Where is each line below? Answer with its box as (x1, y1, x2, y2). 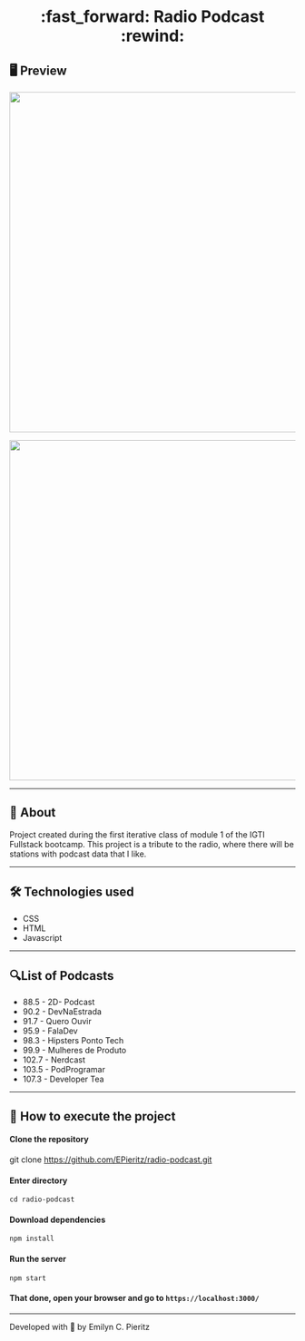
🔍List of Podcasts (9, 968, 114, 984)
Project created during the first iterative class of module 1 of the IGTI (9, 828, 265, 840)
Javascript (22, 932, 63, 943)
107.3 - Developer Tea (22, 1073, 104, 1085)
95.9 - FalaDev (22, 1025, 79, 1036)
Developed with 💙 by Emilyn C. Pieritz (9, 1321, 151, 1332)
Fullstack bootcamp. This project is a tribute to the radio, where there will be (9, 838, 295, 849)
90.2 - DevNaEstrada (22, 1006, 103, 1017)
